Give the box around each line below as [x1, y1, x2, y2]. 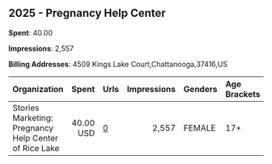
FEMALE [183, 122, 216, 133]
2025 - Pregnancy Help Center [8, 6, 166, 20]
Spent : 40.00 [8, 27, 53, 37]
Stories [12, 102, 40, 113]
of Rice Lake [12, 142, 60, 153]
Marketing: [12, 112, 54, 124]
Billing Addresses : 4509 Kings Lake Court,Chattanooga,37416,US [8, 59, 228, 69]
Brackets [225, 88, 261, 99]
